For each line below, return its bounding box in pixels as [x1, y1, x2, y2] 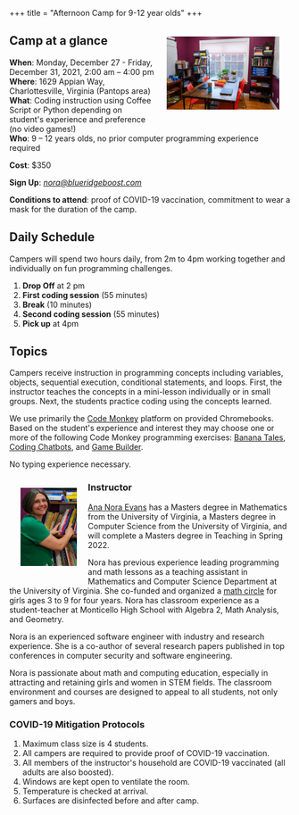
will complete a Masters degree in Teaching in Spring [87, 530, 284, 541]
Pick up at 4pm [21, 318, 79, 328]
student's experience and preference [9, 113, 145, 124]
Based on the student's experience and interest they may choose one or [9, 423, 275, 434]
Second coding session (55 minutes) [21, 308, 161, 320]
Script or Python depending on [9, 104, 123, 115]
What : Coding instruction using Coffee [9, 95, 152, 105]
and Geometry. [9, 613, 64, 624]
